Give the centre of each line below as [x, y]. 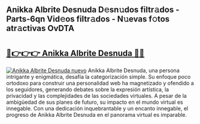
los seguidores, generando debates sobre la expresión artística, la [88, 89]
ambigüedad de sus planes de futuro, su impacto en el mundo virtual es [95, 102]
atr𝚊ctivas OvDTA [40, 28]
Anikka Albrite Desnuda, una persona [134, 70]
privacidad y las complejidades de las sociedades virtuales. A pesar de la [96, 96]
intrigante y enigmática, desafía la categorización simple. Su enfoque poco [99, 77]
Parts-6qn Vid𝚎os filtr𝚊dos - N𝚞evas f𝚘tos [88, 19]
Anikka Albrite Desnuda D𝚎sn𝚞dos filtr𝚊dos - [93, 10]
